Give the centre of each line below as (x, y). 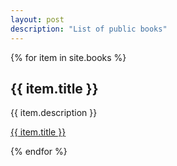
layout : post (37, 19)
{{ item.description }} (54, 113)
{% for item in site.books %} (68, 57)
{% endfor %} (39, 152)
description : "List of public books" (89, 29)
